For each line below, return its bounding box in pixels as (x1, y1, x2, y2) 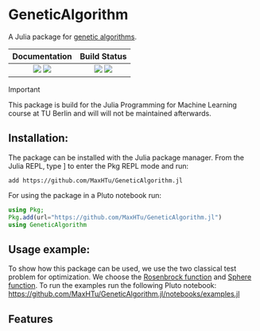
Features (8, 312, 53, 325)
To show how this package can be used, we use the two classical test (8, 264, 237, 274)
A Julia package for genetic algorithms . (8, 32, 138, 41)
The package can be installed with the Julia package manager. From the (8, 153, 245, 162)
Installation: (8, 131, 69, 145)
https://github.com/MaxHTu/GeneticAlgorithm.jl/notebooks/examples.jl (8, 289, 240, 299)
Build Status (80, 50, 127, 61)
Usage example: (8, 243, 91, 256)
